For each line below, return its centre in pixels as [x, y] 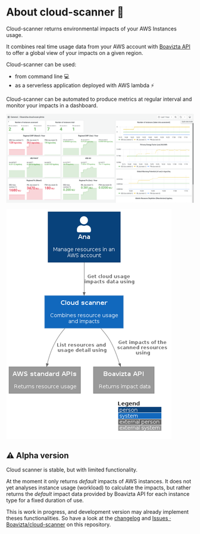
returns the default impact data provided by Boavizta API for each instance [98, 494]
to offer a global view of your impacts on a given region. [75, 52]
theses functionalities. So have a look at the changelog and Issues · [89, 519]
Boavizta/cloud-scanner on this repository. [59, 524]
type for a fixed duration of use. [45, 501]
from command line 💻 [42, 76]
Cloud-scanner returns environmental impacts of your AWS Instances [91, 29]
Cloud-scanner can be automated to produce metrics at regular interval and [99, 99]
